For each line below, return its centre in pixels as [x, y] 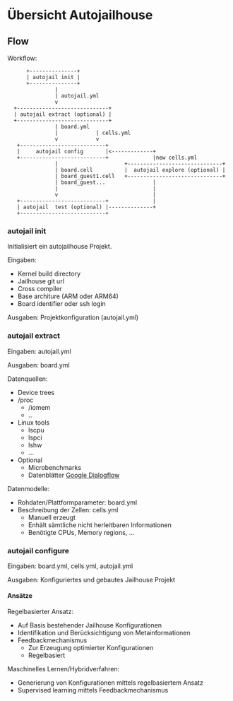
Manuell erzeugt [52, 517]
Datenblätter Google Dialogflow [74, 475]
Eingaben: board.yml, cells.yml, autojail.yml [70, 566]
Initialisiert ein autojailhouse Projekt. [60, 247]
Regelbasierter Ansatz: [41, 612]
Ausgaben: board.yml [38, 365]
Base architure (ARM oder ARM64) [68, 296]
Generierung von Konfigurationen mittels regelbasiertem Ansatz [110, 683]
